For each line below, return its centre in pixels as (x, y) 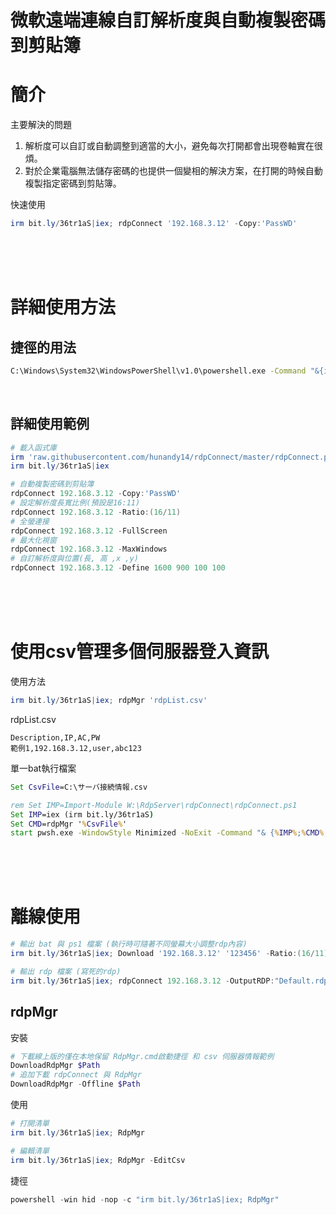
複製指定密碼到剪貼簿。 (73, 183)
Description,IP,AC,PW (55, 737)
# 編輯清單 (30, 1151)
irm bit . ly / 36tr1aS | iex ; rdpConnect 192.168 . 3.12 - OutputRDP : (142, 981)
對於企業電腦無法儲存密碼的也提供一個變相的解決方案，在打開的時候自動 (173, 171)
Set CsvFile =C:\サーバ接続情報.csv (79, 787)
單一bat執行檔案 (43, 768)
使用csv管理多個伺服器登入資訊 (139, 652)
